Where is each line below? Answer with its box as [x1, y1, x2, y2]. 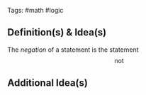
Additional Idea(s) [7, 77, 89, 89]
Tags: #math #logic [7, 6, 64, 14]
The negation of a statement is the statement [7, 45, 140, 54]
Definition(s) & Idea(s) [7, 26, 107, 38]
